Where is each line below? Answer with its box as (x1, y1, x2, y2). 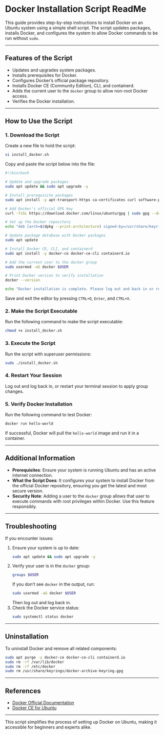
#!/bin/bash (5, 170, 29, 176)
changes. (5, 388, 24, 394)
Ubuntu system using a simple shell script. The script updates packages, (5, 24, 151, 30)
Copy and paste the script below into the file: (5, 161, 96, 167)
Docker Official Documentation (12, 700, 75, 706)
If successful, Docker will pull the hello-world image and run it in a (5, 430, 139, 436)
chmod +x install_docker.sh (5, 328, 62, 333)
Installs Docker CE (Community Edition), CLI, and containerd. (12, 82, 135, 89)
